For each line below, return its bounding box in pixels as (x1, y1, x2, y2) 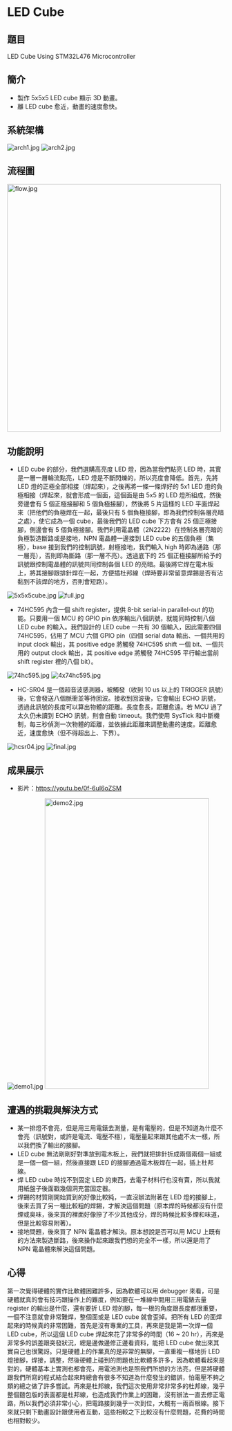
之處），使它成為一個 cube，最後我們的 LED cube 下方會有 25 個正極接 (17, 517, 217, 526)
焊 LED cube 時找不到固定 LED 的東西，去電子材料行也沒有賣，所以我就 (17, 1176, 221, 1184)
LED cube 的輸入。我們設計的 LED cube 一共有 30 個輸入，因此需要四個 (17, 623, 222, 631)
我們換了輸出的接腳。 (23, 1141, 84, 1150)
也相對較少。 (7, 1416, 43, 1425)
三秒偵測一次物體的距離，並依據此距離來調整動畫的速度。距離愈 (35, 720, 217, 728)
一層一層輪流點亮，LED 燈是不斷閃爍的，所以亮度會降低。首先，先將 (23, 474, 219, 482)
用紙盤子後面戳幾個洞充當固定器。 (17, 1184, 115, 1193)
